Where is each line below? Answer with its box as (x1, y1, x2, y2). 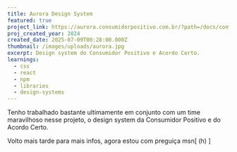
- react (13, 69, 37, 76)
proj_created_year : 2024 (7, 30, 80, 37)
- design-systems (13, 89, 65, 96)
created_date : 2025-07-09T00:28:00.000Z (7, 37, 128, 44)
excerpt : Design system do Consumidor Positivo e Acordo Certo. (7, 50, 200, 57)
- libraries (13, 82, 49, 89)
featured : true (7, 17, 52, 24)
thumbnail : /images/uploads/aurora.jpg (7, 43, 125, 50)
